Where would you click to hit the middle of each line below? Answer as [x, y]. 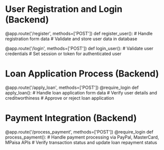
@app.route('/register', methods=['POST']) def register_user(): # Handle [79, 33]
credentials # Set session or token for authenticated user [63, 54]
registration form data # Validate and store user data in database [71, 39]
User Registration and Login [64, 9]
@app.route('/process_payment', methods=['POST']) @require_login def [79, 132]
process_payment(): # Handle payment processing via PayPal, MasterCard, [82, 137]
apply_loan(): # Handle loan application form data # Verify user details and [81, 92]
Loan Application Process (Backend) [82, 74]
